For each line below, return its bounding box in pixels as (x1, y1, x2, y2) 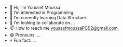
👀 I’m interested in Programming (9, 10, 74, 15)
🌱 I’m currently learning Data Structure (9, 15, 86, 20)
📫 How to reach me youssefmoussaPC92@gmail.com (9, 25, 118, 31)
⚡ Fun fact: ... (9, 37, 36, 43)
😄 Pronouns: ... (9, 32, 41, 38)
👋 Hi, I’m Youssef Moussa (9, 5, 61, 10)
